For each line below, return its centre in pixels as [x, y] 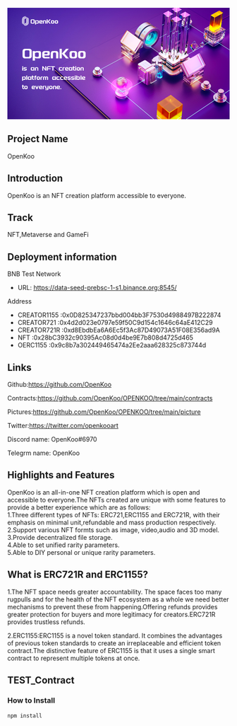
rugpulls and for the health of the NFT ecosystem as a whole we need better [118, 599]
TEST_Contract [41, 680]
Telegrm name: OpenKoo [43, 453]
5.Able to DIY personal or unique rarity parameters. [81, 552]
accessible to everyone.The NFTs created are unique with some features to [116, 500]
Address [19, 301]
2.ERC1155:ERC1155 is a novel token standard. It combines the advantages [115, 635]
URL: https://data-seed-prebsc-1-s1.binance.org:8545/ [97, 288]
